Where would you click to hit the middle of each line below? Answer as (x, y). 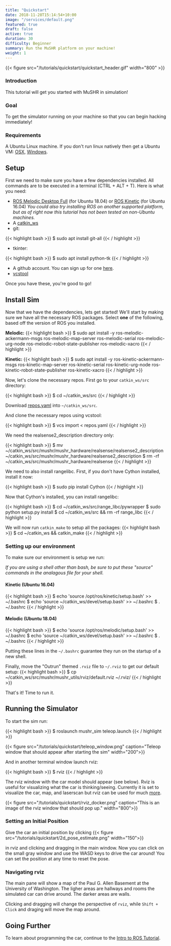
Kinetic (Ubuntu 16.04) (30, 584)
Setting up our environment (40, 546)
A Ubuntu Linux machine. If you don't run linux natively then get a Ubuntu (83, 146)
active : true (19, 34)
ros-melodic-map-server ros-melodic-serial (90, 339)
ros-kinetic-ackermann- (139, 359)
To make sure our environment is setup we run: (55, 558)
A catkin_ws (25, 223)
